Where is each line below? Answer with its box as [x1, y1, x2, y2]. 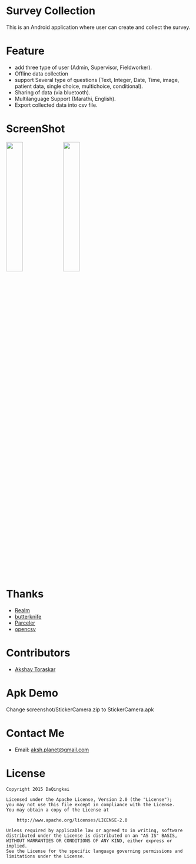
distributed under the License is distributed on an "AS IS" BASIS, [6, 833, 178, 839]
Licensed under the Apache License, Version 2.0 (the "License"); [6, 796, 172, 803]
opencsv [14, 625, 36, 632]
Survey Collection [6, 4, 96, 18]
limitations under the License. [6, 853, 85, 859]
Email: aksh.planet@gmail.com [14, 746, 89, 753]
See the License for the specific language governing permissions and [6, 848, 183, 854]
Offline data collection [14, 70, 69, 77]
